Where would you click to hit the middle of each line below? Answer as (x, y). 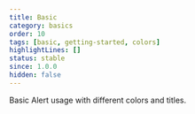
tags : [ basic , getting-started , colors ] (85, 42)
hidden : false (35, 75)
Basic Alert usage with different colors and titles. (98, 100)
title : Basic (33, 17)
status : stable (37, 58)
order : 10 (27, 34)
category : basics (41, 26)
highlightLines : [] (45, 50)
